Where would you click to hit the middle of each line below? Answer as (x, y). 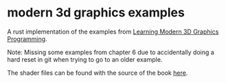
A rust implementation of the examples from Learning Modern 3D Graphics (113, 32)
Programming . (27, 38)
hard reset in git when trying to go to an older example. (85, 59)
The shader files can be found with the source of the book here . (98, 73)
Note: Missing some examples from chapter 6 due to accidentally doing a (111, 52)
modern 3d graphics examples (96, 13)
